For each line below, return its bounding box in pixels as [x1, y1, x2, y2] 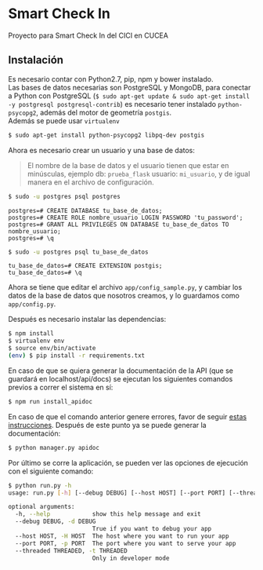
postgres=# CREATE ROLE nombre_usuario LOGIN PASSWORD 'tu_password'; [8, 214, 243, 221]
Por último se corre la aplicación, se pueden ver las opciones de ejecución [8, 458, 249, 467]
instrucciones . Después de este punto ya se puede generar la [8, 420, 207, 429]
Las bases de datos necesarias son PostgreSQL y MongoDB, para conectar [8, 82, 251, 92]
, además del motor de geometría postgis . [36, 108, 172, 117]
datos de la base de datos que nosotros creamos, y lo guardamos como [8, 291, 240, 301]
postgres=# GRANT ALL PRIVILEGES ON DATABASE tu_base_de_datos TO [8, 221, 229, 228]
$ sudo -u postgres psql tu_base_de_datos [8, 248, 149, 256]
